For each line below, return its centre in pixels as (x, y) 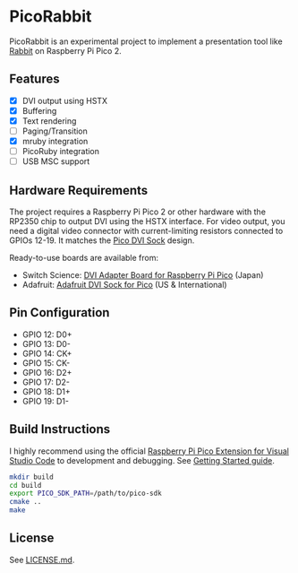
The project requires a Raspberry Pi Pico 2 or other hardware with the (138, 212)
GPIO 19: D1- (46, 401)
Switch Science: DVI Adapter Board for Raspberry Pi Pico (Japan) (143, 275)
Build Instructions (60, 429)
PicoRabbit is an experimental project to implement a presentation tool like (146, 41)
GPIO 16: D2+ (47, 372)
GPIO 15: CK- (46, 363)
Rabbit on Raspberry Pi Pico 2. (66, 50)
